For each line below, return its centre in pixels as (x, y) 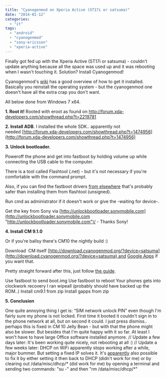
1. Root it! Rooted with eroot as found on (46, 111)
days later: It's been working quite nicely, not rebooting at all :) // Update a (81, 342)
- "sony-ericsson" (29, 42)
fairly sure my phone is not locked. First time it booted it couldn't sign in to (81, 316)
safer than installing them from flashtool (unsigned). (58, 191)
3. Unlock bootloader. (28, 147)
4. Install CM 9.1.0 (24, 231)
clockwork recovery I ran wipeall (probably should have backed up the (77, 286)
